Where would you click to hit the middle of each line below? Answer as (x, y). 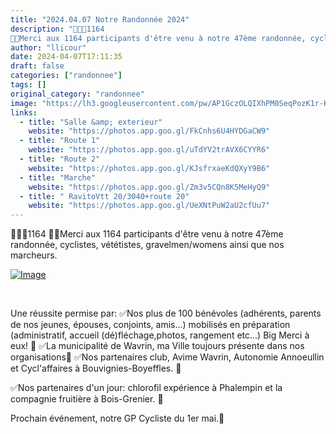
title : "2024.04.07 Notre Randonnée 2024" (100, 19)
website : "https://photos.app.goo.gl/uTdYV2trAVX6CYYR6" (149, 150)
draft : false (37, 66)
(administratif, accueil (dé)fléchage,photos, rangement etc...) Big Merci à (160, 335)
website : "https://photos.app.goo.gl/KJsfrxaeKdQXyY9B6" (149, 168)
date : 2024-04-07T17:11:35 (66, 57)
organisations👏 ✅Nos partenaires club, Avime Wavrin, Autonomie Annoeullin (167, 357)
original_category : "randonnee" (77, 94)
